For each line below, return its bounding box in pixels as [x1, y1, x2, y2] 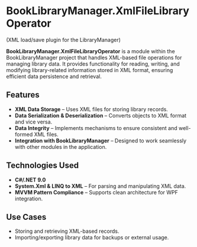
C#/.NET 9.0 [14, 176, 46, 183]
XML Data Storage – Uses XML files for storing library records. [14, 105, 169, 113]
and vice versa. [14, 118, 53, 125]
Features [6, 90, 40, 100]
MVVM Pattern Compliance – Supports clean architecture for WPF [14, 188, 179, 196]
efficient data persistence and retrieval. [6, 73, 102, 80]
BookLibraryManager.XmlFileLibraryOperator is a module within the [6, 47, 176, 54]
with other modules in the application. [14, 143, 107, 150]
